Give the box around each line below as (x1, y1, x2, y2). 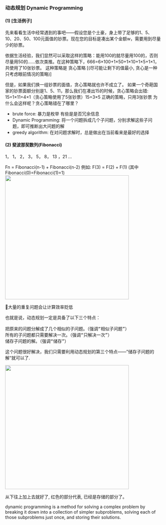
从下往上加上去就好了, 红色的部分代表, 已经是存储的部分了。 (5, 494, 127, 500)
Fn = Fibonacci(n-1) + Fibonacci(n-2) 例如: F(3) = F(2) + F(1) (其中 (5, 164, 139, 170)
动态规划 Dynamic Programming (5, 4, 83, 11)
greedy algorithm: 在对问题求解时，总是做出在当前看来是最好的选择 (12, 130, 150, 135)
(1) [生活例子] (5, 17, 32, 23)
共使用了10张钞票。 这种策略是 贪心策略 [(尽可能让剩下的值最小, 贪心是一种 (5, 65, 158, 71)
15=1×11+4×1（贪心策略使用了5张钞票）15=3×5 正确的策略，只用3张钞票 (5, 94, 152, 100)
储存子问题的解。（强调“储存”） (5, 338, 69, 344)
